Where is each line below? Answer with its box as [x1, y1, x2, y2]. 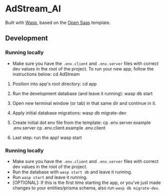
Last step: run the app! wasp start [12, 134, 82, 140]
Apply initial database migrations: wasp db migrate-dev [12, 109, 126, 115]
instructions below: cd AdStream [12, 71, 80, 77]
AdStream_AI [5, 3, 61, 14]
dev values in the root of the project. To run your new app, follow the [12, 65, 154, 71]
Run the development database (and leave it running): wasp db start [12, 90, 153, 96]
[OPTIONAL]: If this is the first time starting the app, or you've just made [12, 179, 161, 185]
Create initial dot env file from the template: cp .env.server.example [12, 119, 151, 125]
